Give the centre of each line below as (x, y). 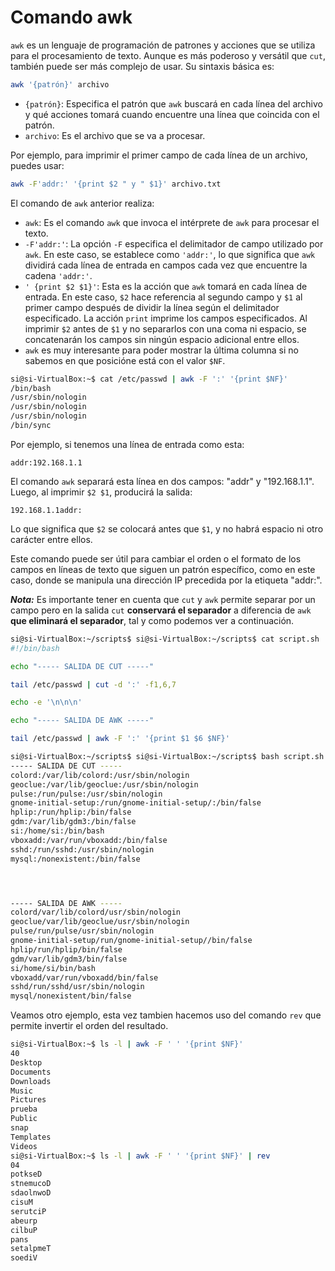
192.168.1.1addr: (46, 510)
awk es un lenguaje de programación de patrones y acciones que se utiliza (163, 45)
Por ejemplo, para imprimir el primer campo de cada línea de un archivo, (159, 155)
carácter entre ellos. (51, 539)
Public (24, 1119)
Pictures (28, 1100)
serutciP (28, 1211)
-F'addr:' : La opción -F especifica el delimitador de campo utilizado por (174, 243)
